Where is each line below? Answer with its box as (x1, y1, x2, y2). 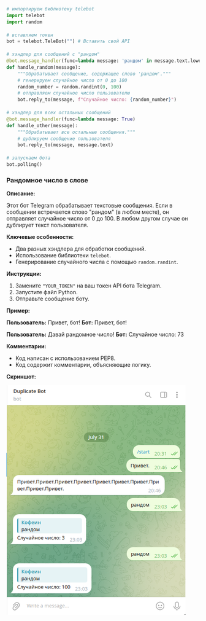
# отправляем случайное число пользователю (17, 90, 131, 96)
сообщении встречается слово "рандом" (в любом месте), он (6, 208, 170, 216)
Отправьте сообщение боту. (15, 295, 90, 303)
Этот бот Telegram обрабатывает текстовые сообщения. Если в (6, 202, 173, 209)
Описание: (6, 190, 36, 197)
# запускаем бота (6, 155, 51, 162)
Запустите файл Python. (15, 289, 78, 296)
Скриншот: (6, 373, 37, 380)
